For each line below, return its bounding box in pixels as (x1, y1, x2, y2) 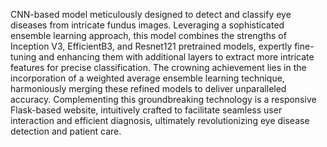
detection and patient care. (10, 125, 122, 137)
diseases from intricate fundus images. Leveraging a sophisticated (10, 19, 285, 31)
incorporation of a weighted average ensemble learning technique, (10, 72, 285, 84)
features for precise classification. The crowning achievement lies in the (10, 62, 307, 73)
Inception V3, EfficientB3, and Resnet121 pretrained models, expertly (10, 40, 293, 52)
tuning (10, 51, 37, 63)
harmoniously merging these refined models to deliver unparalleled (10, 83, 287, 94)
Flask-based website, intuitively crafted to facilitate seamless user (10, 104, 283, 116)
